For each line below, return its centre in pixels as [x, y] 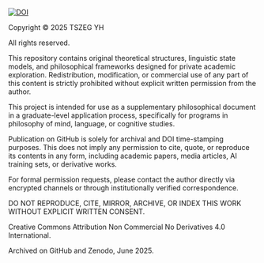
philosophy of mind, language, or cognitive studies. [92, 124]
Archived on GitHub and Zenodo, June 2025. [81, 250]
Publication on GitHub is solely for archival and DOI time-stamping [116, 139]
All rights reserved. [39, 43]
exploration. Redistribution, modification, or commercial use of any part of [128, 75]
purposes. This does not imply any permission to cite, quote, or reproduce [129, 147]
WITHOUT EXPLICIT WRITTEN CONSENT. [77, 212]
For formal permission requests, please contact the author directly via [122, 179]
